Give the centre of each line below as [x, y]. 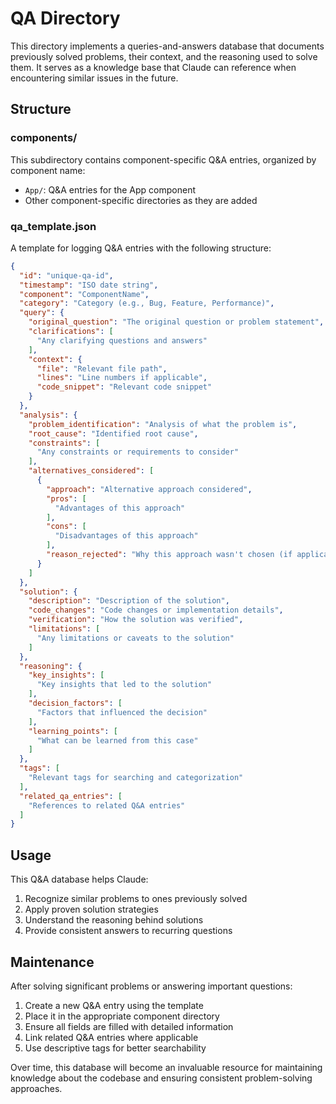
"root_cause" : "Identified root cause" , [113, 433]
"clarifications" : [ [71, 332]
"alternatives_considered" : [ [91, 471]
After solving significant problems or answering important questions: [151, 986]
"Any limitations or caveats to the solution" [135, 638]
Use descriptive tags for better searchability [115, 1048]
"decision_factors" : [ [75, 703]
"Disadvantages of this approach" [126, 536]
